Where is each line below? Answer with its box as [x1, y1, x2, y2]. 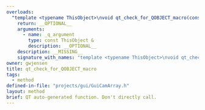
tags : [6, 71, 20, 78]
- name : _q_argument [22, 32, 75, 38]
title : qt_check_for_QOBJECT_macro [6, 65, 97, 72]
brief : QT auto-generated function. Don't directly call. [6, 94, 157, 100]
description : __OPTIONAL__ [28, 43, 97, 50]
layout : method [6, 89, 45, 95]
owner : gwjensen [6, 60, 48, 66]
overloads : [6, 9, 34, 15]
